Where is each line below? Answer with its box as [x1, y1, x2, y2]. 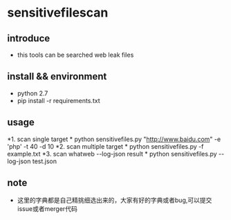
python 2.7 [17, 89, 48, 98]
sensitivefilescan [7, 5, 109, 21]
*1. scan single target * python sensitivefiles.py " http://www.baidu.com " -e [7, 135, 221, 143]
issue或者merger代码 [17, 205, 77, 213]
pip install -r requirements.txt [17, 96, 100, 104]
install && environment [7, 71, 107, 82]
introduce [7, 33, 50, 44]
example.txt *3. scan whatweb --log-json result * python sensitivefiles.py [7, 149, 217, 158]
